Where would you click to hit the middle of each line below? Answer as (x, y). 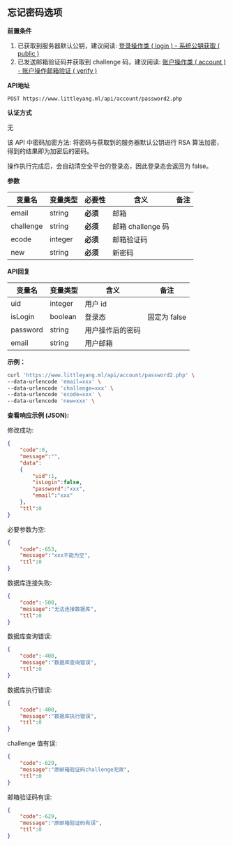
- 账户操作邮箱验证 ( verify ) (57, 70)
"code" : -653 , (39, 549)
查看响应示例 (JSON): (38, 416)
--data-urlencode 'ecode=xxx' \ (54, 395)
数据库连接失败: (30, 583)
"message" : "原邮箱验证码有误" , (61, 823)
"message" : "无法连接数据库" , (58, 609)
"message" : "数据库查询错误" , (58, 663)
